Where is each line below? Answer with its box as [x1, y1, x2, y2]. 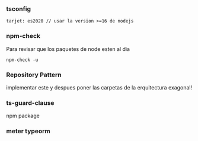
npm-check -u [6, 57, 39, 63]
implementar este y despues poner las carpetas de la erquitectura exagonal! [6, 84, 193, 91]
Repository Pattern [6, 70, 62, 79]
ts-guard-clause [6, 98, 55, 107]
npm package [6, 112, 40, 120]
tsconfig [6, 5, 31, 13]
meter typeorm [6, 127, 50, 135]
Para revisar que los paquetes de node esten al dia [6, 45, 130, 52]
